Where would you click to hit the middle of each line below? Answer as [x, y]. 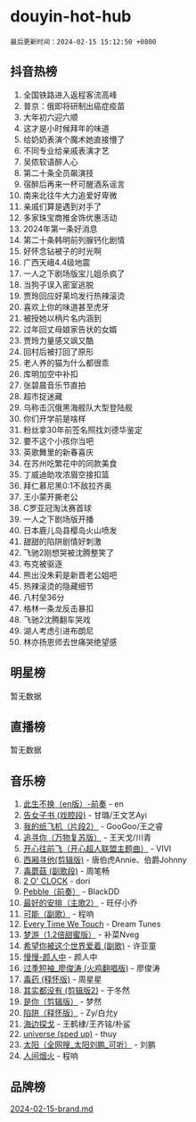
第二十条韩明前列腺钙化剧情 [74, 239]
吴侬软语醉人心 [50, 162]
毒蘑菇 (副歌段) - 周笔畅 [66, 871]
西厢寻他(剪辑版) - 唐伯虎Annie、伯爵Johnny [105, 860]
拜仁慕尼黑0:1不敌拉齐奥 [67, 485]
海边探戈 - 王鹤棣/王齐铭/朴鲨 [77, 1024]
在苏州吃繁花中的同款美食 [70, 463]
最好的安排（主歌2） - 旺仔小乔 [80, 903]
